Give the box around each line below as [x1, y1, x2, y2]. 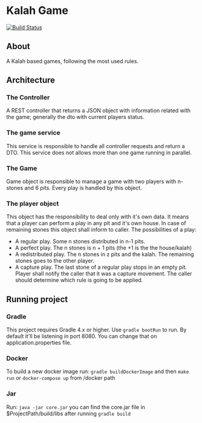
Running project [6, 294, 68, 304]
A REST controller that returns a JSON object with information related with [6, 107, 191, 114]
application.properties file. [6, 339, 72, 347]
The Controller [6, 93, 50, 102]
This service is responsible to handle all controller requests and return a [6, 142, 186, 149]
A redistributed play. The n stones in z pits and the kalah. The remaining [15, 251, 195, 258]
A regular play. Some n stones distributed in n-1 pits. [15, 238, 146, 245]
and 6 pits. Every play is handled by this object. [24, 184, 142, 192]
